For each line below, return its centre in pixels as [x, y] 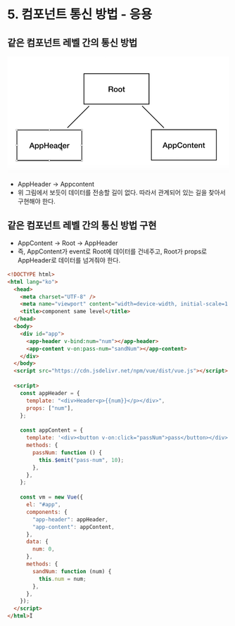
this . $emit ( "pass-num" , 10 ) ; [81, 460]
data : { [37, 542]
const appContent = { [51, 430]
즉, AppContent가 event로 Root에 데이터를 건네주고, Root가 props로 [112, 251]
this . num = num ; [62, 579]
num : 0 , [44, 549]
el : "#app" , [43, 505]
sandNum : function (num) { [72, 571]
